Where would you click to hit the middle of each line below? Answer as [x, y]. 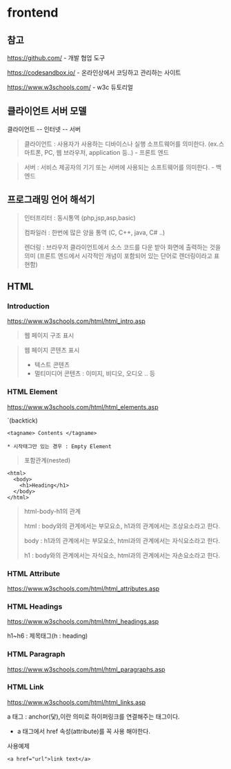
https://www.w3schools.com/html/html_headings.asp [83, 622]
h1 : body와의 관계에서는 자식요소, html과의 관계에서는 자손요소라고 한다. [122, 555]
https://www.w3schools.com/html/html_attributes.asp [83, 589]
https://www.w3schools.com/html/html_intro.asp [77, 321]
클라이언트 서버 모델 [47, 111]
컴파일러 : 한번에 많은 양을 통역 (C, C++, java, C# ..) [94, 232]
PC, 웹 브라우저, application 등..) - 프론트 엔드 [107, 152]
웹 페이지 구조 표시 [49, 335]
